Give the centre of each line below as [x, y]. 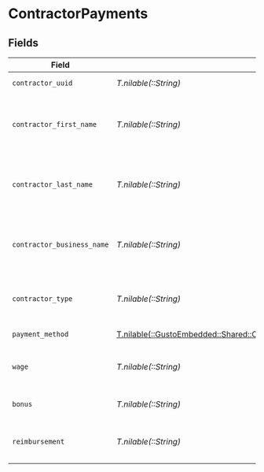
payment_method [40, 334]
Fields [24, 43]
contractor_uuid [42, 83]
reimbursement [38, 442]
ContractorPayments [78, 14]
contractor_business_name [60, 245]
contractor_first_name [54, 124]
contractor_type [42, 299]
